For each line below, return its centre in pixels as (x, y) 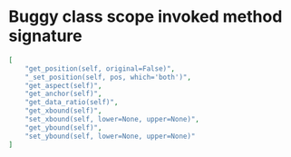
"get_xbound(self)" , (63, 111)
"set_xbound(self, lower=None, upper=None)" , (112, 120)
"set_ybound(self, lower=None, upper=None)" (110, 136)
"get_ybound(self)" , (63, 128)
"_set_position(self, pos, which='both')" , (108, 77)
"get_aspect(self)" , (63, 85)
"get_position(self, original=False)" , (100, 69)
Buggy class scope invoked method (145, 17)
